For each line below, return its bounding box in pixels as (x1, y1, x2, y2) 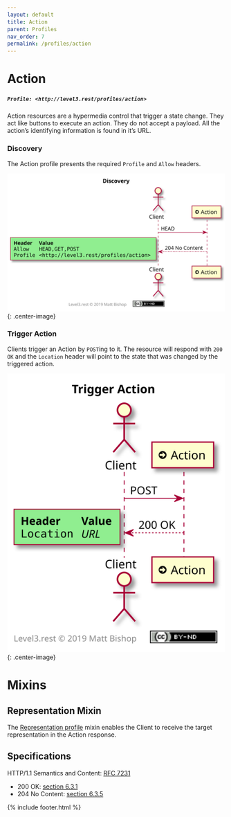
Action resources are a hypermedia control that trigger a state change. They (7, 111, 224, 120)
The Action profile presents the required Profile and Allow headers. (7, 159, 201, 168)
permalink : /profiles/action (7, 40, 91, 48)
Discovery (7, 144, 43, 154)
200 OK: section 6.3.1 (17, 782, 78, 791)
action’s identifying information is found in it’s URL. (7, 127, 151, 135)
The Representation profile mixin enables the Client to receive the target (7, 723, 212, 731)
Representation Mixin (7, 705, 102, 717)
